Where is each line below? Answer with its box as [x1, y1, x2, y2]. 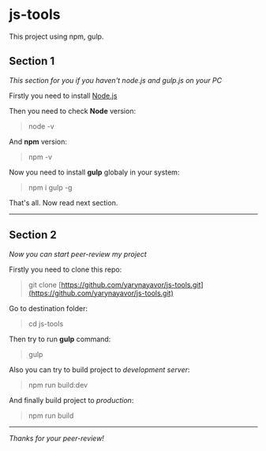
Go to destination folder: [9, 303, 88, 313]
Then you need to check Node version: [9, 106, 137, 115]
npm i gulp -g [28, 182, 73, 192]
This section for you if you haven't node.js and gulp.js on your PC [9, 75, 223, 85]
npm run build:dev [28, 380, 88, 389]
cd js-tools [28, 318, 64, 329]
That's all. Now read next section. [9, 197, 118, 207]
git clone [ [28, 280, 62, 289]
